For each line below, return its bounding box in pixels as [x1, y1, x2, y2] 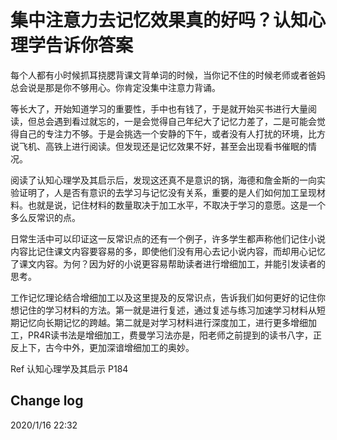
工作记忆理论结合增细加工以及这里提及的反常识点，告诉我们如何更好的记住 [10, 291, 317, 303]
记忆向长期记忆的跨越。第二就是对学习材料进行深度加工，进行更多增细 [18, 316, 308, 328]
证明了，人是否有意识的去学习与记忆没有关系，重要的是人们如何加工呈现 [18, 186, 317, 198]
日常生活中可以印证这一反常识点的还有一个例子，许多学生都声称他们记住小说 [10, 232, 326, 245]
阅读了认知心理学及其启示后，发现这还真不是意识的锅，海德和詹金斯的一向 [10, 174, 317, 186]
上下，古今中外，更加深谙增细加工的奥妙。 [18, 341, 195, 353]
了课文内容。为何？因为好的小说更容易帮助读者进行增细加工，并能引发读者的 [10, 257, 326, 270]
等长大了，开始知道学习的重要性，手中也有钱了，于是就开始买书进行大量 [10, 102, 308, 115]
